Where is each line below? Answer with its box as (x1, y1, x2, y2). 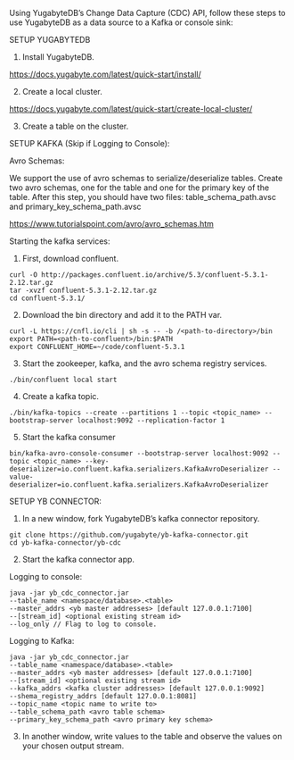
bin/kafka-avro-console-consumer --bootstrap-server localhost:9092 (9, 449, 269, 458)
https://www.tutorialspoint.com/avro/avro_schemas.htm (9, 219, 214, 229)
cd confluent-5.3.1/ (9, 294, 86, 303)
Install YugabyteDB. (21, 52, 95, 62)
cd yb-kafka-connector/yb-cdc (9, 539, 122, 547)
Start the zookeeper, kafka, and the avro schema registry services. (21, 358, 267, 369)
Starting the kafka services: (9, 236, 110, 246)
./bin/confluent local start (9, 375, 118, 384)
